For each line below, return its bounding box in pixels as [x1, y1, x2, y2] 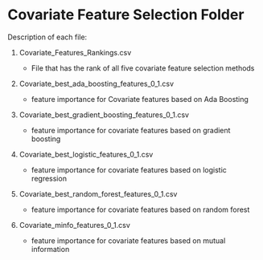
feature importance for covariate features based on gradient [31, 125, 231, 135]
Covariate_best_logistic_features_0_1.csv [18, 149, 154, 159]
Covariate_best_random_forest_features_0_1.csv [18, 189, 178, 198]
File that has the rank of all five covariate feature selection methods [31, 63, 255, 73]
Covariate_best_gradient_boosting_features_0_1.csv [18, 110, 190, 120]
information [31, 244, 70, 254]
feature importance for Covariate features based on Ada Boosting [31, 94, 249, 104]
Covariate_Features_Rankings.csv [18, 47, 132, 57]
